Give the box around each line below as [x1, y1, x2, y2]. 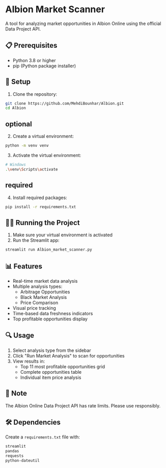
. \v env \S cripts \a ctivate [5, 167, 58, 172]
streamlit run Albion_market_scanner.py [5, 247, 93, 253]
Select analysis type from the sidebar [12, 347, 91, 353]
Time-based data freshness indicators [12, 310, 93, 316]
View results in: [12, 358, 45, 364]
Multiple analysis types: [12, 283, 63, 289]
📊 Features [5, 262, 42, 270]
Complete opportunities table [20, 369, 82, 375]
